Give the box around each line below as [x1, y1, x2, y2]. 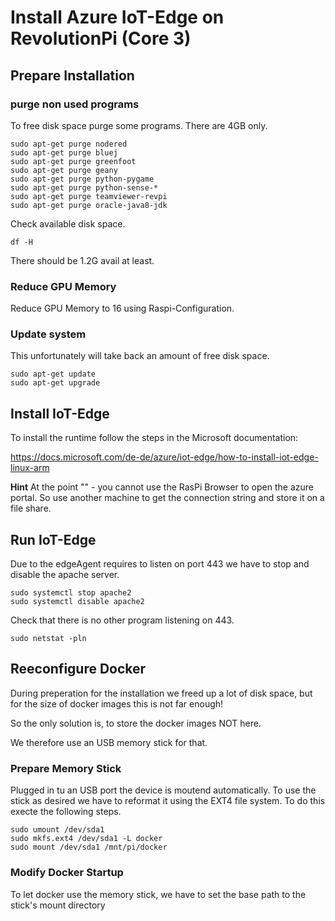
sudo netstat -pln [10, 634, 87, 644]
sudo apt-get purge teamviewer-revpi [10, 191, 168, 201]
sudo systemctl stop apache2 [10, 588, 132, 598]
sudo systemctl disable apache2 [10, 597, 145, 607]
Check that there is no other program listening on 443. [10, 614, 235, 626]
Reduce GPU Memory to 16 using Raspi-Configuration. [10, 302, 235, 315]
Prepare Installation [10, 67, 135, 84]
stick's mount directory [10, 899, 106, 911]
